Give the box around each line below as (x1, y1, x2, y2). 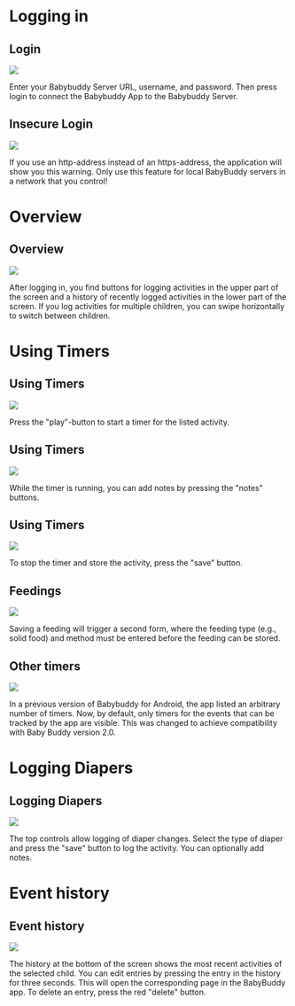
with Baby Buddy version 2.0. (9, 727, 117, 737)
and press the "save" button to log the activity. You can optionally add (9, 843, 264, 854)
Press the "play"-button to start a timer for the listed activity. (9, 417, 230, 427)
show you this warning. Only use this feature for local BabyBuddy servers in (9, 166, 286, 176)
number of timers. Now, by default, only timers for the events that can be (9, 708, 275, 719)
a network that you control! (9, 175, 108, 186)
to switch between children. (9, 310, 111, 321)
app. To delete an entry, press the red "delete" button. (9, 987, 206, 998)
